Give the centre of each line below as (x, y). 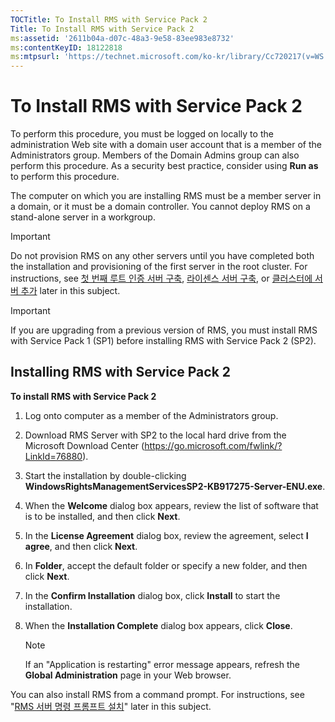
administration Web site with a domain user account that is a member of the (166, 145)
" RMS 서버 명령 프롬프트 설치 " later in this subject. (111, 706)
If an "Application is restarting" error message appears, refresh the (162, 664)
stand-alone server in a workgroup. (83, 217)
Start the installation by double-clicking (105, 475)
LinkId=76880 (53, 456)
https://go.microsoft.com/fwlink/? (213, 445)
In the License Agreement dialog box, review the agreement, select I (166, 535)
